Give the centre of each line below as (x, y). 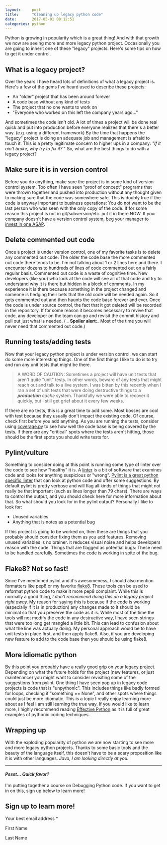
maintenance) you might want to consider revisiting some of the (70, 677)
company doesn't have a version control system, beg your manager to (77, 219)
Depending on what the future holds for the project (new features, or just (80, 672)
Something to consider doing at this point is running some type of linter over (83, 464)
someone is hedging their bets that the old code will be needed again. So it (82, 294)
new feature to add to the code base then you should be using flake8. (76, 639)
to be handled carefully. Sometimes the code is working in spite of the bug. (82, 553)
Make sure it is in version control (57, 170)
